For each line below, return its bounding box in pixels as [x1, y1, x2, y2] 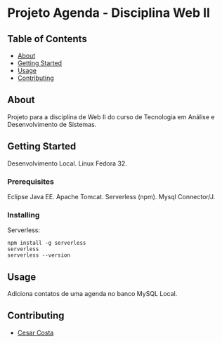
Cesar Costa [17, 328, 54, 337]
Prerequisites [7, 177, 54, 187]
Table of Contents [7, 33, 88, 45]
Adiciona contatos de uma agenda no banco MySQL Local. [7, 290, 178, 298]
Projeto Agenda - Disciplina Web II [7, 5, 211, 21]
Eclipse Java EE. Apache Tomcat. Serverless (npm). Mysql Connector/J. [7, 192, 216, 201]
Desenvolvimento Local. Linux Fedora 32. [7, 159, 128, 168]
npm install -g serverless [7, 240, 86, 247]
